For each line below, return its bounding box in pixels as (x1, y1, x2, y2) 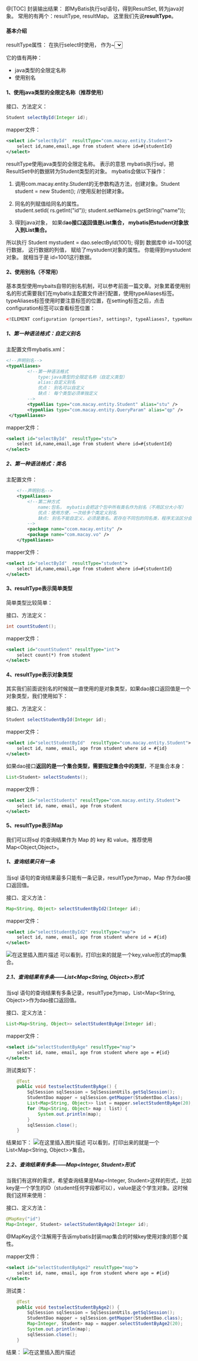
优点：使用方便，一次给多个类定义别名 (37, 510, 117, 516)
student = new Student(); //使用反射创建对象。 (14, 188, 128, 195)
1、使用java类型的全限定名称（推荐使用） (6, 88, 107, 96)
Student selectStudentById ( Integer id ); (6, 717, 107, 723)
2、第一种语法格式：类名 (6, 460, 67, 467)
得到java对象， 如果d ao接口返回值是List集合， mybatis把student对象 (14, 219, 184, 226)
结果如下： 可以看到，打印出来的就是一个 (6, 1139, 160, 1146)
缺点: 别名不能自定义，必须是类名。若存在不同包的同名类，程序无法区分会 (37, 515, 193, 521)
